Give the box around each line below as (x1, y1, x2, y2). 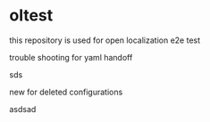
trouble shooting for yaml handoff (9, 52, 133, 62)
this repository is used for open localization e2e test (9, 35, 201, 45)
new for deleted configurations (9, 86, 123, 97)
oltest (9, 5, 54, 26)
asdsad (9, 103, 37, 114)
